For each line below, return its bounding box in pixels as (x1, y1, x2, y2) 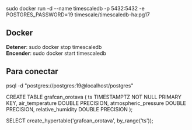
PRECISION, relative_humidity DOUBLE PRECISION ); (6, 106, 133, 113)
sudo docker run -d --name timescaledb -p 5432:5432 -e (6, 5, 145, 12)
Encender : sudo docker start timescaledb (6, 50, 107, 57)
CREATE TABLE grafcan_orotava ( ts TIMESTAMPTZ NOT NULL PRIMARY (6, 93, 182, 100)
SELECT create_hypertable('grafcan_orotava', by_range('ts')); (6, 117, 153, 124)
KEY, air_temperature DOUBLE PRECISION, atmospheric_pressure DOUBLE (6, 99, 187, 107)
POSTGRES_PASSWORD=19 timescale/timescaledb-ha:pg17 (6, 11, 150, 18)
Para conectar (6, 66, 58, 76)
